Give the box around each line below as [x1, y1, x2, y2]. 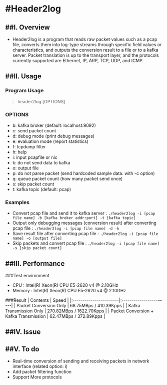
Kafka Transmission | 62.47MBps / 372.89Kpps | [5, 313, 105, 319]
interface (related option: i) [12, 363, 68, 369]
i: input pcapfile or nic [12, 154, 57, 160]
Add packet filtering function [12, 369, 71, 375]
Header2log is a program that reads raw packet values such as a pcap [12, 36, 157, 42]
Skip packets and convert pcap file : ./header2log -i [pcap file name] [12, 240, 160, 246]
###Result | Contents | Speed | [5, 297, 69, 303]
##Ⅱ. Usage [5, 72, 41, 81]
